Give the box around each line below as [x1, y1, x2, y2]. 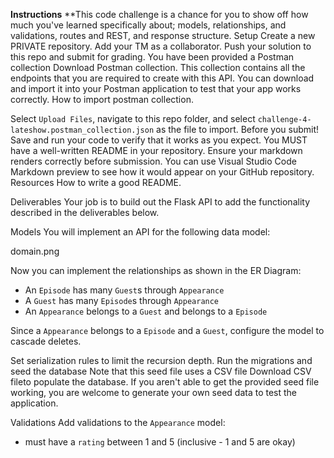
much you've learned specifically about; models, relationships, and [10, 19, 287, 31]
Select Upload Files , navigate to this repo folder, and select [10, 113, 256, 124]
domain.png [10, 245, 60, 257]
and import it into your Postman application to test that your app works [10, 83, 302, 94]
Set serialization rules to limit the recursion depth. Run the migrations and [10, 355, 313, 366]
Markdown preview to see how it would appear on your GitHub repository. [10, 166, 315, 178]
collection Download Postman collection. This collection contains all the [10, 62, 306, 73]
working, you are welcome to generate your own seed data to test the [10, 387, 298, 398]
